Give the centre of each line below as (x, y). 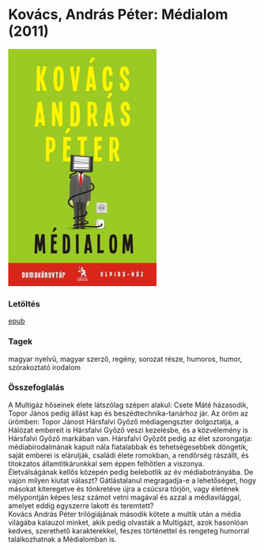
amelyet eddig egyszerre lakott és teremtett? (81, 505)
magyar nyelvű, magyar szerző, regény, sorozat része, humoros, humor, (125, 359)
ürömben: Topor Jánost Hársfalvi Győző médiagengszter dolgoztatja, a (124, 421)
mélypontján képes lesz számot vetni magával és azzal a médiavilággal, (125, 497)
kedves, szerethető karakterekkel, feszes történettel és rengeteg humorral (129, 530)
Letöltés (25, 303)
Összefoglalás (36, 387)
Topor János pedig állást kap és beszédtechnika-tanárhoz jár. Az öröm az (128, 413)
